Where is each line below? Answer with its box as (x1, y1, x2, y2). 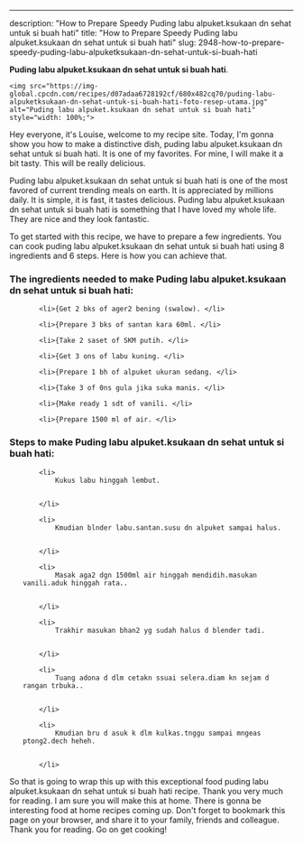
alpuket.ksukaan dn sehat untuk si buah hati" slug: (9, 37, 197, 48)
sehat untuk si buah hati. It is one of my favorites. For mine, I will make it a (9, 148, 284, 159)
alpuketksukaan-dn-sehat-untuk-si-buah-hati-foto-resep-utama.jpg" (9, 97, 269, 107)
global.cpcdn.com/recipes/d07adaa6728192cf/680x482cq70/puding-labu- (9, 89, 277, 98)
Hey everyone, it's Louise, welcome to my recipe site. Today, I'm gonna (9, 129, 274, 140)
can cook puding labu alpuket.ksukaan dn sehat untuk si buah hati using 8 (9, 241, 285, 251)
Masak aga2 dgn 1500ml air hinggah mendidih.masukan (55, 570, 258, 580)
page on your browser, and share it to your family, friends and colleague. (9, 814, 280, 825)
